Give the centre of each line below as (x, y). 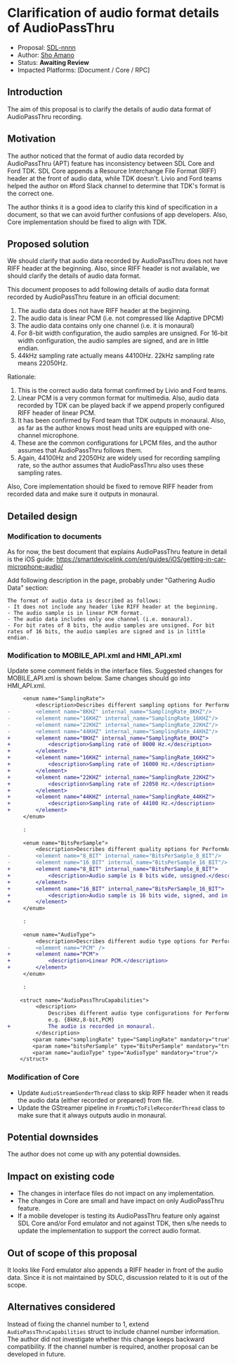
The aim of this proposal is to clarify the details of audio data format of (110, 109)
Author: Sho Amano (46, 55)
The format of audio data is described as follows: (84, 601)
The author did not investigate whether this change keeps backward (106, 1339)
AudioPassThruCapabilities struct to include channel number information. (113, 1331)
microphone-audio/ (35, 567)
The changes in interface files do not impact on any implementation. (116, 1194)
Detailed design (42, 516)
